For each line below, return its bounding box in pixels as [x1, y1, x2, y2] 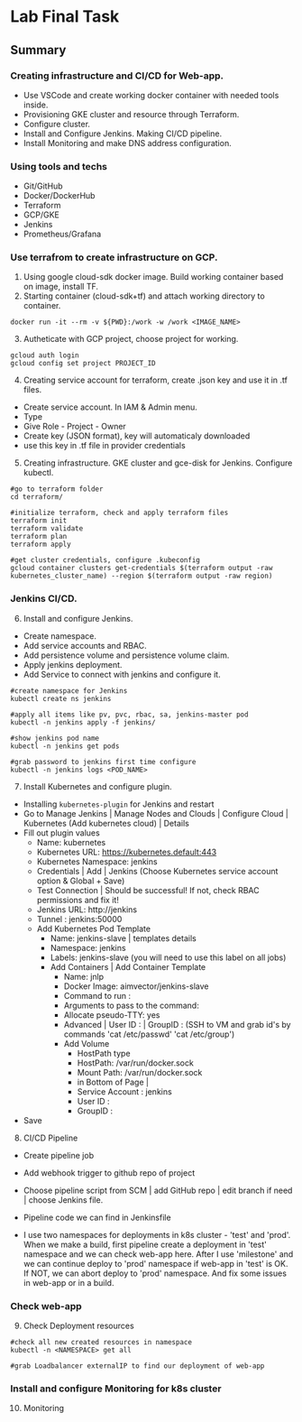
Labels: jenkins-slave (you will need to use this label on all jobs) [50, 952, 287, 963]
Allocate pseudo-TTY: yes [63, 1009, 160, 1020]
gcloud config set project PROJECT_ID [10, 359, 156, 368]
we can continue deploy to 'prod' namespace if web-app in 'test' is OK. [23, 1258, 288, 1269]
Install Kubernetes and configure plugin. [23, 780, 172, 791]
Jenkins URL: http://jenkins [36, 904, 138, 915]
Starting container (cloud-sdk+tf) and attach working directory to [23, 291, 265, 301]
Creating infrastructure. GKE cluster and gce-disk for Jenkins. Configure [23, 457, 293, 468]
